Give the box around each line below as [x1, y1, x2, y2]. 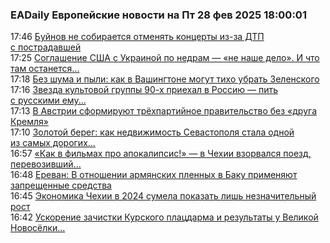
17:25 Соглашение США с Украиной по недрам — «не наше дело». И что [10, 52, 320, 64]
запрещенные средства [10, 179, 112, 192]
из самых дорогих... [10, 137, 96, 149]
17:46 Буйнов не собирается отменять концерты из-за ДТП [10, 31, 265, 43]
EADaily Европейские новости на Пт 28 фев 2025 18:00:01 [10, 8, 307, 22]
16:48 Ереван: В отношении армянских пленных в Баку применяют [10, 169, 298, 181]
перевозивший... [10, 158, 82, 170]
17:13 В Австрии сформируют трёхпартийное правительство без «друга [10, 105, 317, 117]
